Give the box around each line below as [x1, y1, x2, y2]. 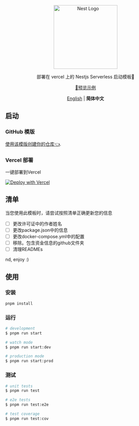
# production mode [5, 354, 44, 359]
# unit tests [5, 383, 33, 389]
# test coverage [5, 411, 40, 417]
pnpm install [5, 301, 33, 306]
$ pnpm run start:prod [5, 359, 53, 364]
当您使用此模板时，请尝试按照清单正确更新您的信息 [5, 210, 113, 216]
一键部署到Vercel [5, 169, 41, 175]
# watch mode [5, 340, 33, 345]
